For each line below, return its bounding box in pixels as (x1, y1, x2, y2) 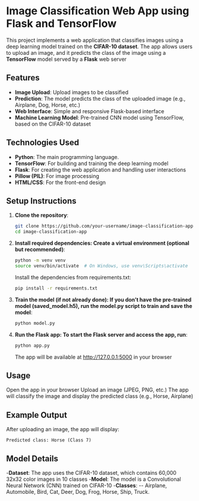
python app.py (14, 343, 50, 348)
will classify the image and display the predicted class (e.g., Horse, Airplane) (6, 393, 194, 400)
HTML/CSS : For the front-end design (14, 179, 106, 186)
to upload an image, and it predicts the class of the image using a (6, 49, 166, 56)
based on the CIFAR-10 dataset (14, 120, 91, 127)
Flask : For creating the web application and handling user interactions (14, 166, 187, 173)
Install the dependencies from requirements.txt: (14, 273, 132, 281)
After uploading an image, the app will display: (6, 426, 120, 433)
